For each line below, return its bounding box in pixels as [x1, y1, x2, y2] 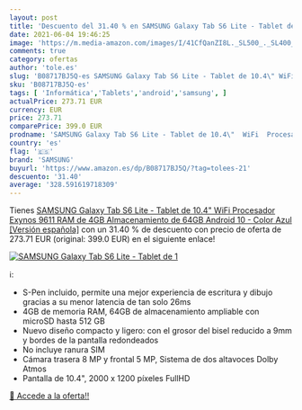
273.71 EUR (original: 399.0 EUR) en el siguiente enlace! [9, 234, 216, 245]
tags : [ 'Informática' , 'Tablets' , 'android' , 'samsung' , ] [9, 88, 227, 97]
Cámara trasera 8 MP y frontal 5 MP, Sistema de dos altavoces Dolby [22, 354, 279, 365]
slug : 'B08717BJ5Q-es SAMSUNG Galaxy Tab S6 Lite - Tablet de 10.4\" [9, 72, 276, 81]
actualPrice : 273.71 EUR [9, 96, 102, 106]
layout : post [9, 13, 58, 22]
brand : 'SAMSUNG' [9, 155, 75, 165]
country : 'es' [9, 138, 63, 147]
